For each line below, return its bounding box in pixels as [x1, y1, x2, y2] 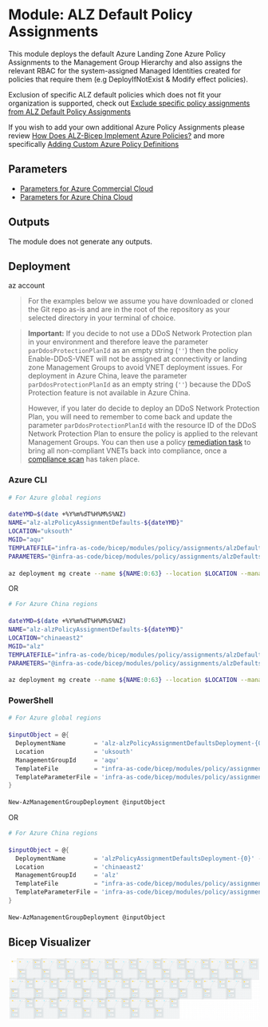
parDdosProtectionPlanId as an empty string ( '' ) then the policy [27, 346, 238, 355]
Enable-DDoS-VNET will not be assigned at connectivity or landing [27, 354, 247, 364]
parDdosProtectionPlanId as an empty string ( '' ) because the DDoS [27, 379, 251, 389]
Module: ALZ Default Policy [8, 6, 193, 24]
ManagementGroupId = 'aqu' [15, 756, 120, 764]
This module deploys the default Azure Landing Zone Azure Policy [8, 49, 226, 58]
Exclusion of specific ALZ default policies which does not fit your [8, 89, 222, 99]
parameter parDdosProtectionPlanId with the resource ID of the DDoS [27, 421, 257, 430]
